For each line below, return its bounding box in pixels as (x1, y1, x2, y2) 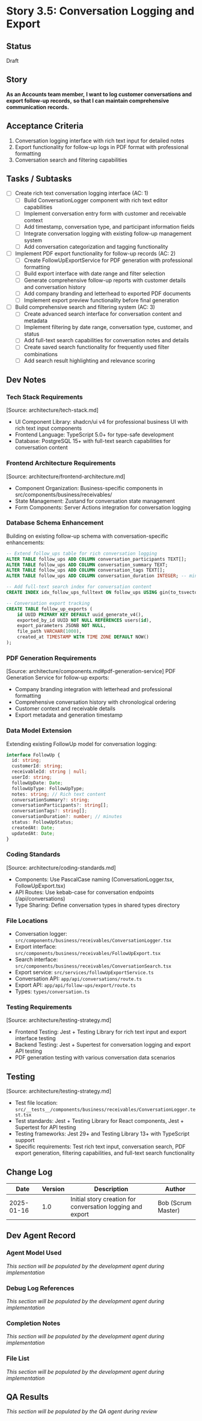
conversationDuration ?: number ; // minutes (11, 814, 122, 820)
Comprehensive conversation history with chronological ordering (14, 698, 176, 706)
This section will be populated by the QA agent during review (6, 1408, 158, 1415)
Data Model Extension (6, 726, 72, 735)
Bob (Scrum (158, 1199, 192, 1207)
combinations (23, 350, 58, 357)
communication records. (6, 103, 69, 110)
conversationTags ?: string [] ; (11, 808, 87, 814)
